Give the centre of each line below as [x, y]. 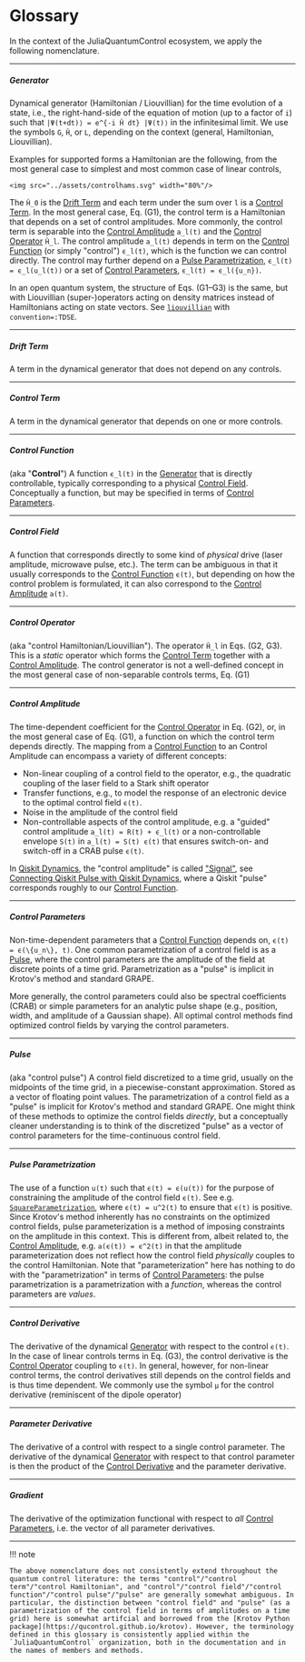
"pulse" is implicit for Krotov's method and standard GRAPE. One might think [152, 1106]
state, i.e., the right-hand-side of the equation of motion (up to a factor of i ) [151, 112]
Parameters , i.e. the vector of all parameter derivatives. [113, 1527]
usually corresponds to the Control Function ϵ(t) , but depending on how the [152, 574]
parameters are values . [53, 1294]
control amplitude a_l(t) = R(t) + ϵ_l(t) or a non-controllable [142, 831]
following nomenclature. [54, 50]
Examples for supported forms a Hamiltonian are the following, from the [143, 159]
